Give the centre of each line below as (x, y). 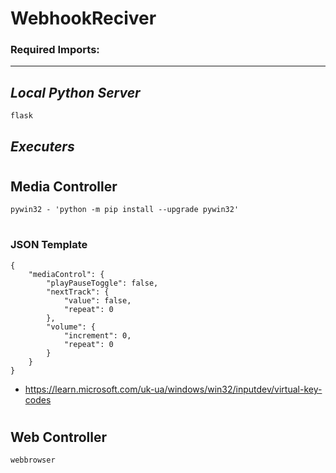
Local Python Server (75, 92)
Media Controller (64, 186)
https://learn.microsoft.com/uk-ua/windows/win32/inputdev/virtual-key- (173, 389)
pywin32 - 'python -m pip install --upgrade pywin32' (125, 210)
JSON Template (49, 245)
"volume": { (71, 327)
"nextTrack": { (78, 292)
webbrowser (33, 460)
